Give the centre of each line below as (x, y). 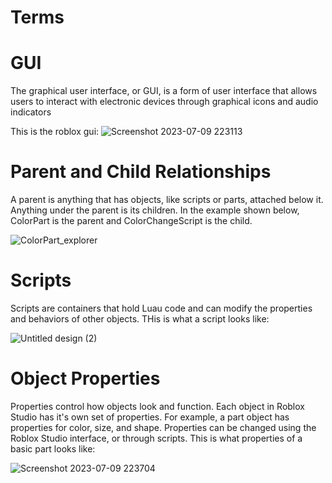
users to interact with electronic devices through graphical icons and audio (164, 102)
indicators (31, 112)
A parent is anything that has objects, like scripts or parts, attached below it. (167, 200)
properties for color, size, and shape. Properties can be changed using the (163, 427)
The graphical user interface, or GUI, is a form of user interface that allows (164, 91)
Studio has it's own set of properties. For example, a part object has (150, 417)
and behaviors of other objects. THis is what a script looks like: (140, 319)
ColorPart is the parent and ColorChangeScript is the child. (131, 221)
